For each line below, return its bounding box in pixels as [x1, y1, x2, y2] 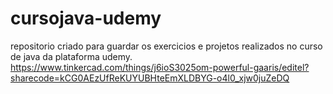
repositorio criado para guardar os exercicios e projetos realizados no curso [10, 40, 323, 52]
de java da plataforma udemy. [10, 50, 133, 62]
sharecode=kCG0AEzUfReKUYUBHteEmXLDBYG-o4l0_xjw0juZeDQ [10, 72, 290, 84]
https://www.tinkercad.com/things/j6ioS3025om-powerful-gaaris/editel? [10, 61, 310, 73]
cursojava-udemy [10, 7, 162, 30]
